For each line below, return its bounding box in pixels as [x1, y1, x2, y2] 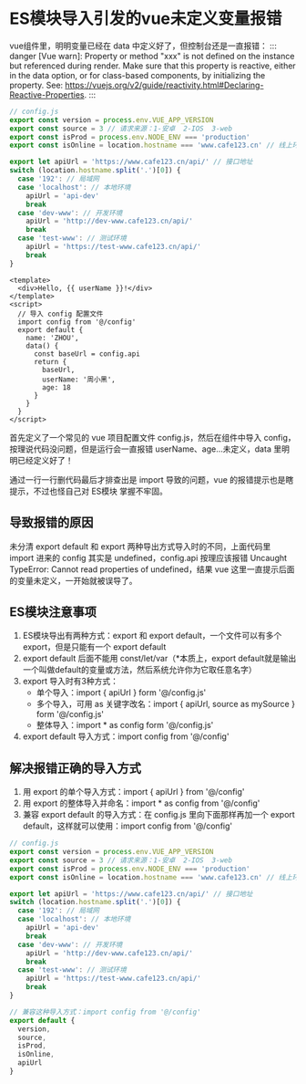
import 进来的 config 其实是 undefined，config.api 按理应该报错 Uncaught [9, 552, 288, 563]
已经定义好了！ [16, 454, 74, 465]
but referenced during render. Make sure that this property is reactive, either [9, 60, 296, 71]
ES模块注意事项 [9, 604, 97, 620]
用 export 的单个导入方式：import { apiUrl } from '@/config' [22, 787, 245, 797]
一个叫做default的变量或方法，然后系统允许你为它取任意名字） [22, 664, 257, 675]
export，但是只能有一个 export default [22, 641, 167, 652]
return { [33, 357, 67, 366]
